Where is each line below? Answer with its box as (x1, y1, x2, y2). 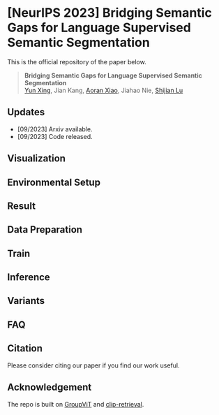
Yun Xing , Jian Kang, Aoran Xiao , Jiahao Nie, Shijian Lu (24, 86, 183, 94)
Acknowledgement (7, 381, 92, 393)
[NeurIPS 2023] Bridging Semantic (7, 5, 213, 21)
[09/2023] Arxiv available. (17, 124, 93, 133)
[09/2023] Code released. (17, 132, 93, 140)
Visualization (7, 152, 66, 165)
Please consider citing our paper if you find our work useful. (7, 361, 180, 370)
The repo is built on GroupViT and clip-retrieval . (7, 400, 144, 408)
